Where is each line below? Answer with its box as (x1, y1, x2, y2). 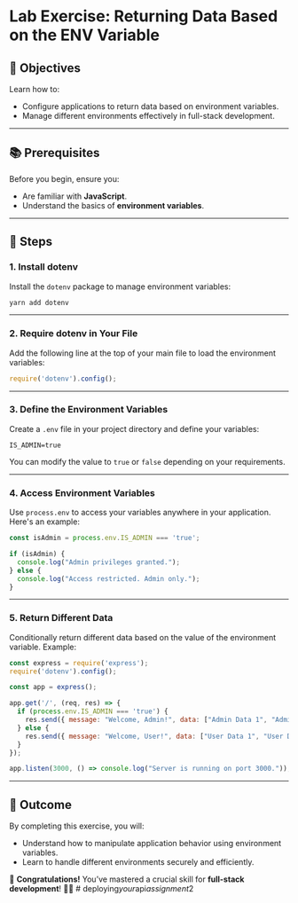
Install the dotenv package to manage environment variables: (9, 281, 231, 292)
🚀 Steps (9, 234, 53, 249)
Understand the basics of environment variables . (21, 200, 205, 210)
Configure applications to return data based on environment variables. (21, 101, 279, 112)
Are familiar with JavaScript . (21, 191, 127, 201)
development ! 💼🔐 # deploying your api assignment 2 (9, 883, 194, 894)
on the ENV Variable (9, 25, 160, 45)
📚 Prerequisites (9, 145, 100, 161)
